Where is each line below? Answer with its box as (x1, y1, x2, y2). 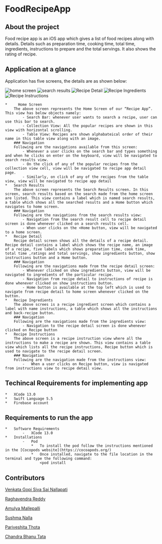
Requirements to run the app (5, 414, 93, 422)
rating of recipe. (5, 51, 37, 57)
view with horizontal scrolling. (5, 127, 73, 132)
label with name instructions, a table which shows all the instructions (5, 306, 158, 311)
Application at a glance (5, 65, 76, 73)
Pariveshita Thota (5, 524, 40, 530)
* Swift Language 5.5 (5, 396, 53, 401)
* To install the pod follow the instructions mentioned (31, 443, 153, 448)
